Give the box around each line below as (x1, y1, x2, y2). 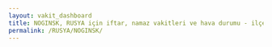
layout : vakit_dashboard (8, 11, 92, 20)
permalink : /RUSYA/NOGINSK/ (8, 26, 104, 34)
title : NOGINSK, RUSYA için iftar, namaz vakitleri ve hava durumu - (8, 19, 249, 27)
